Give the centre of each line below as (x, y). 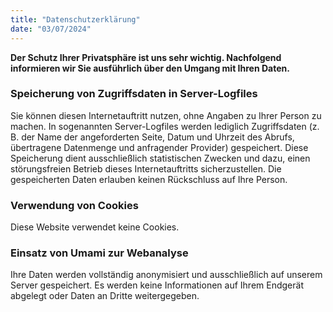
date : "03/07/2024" (51, 29)
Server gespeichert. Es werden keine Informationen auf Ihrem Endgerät (157, 285)
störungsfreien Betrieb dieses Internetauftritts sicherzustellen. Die (146, 168)
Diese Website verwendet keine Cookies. (95, 227)
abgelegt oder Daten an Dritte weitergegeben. (105, 296)
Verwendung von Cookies (74, 205)
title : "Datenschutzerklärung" (75, 19)
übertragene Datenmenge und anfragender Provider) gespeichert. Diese (159, 147)
